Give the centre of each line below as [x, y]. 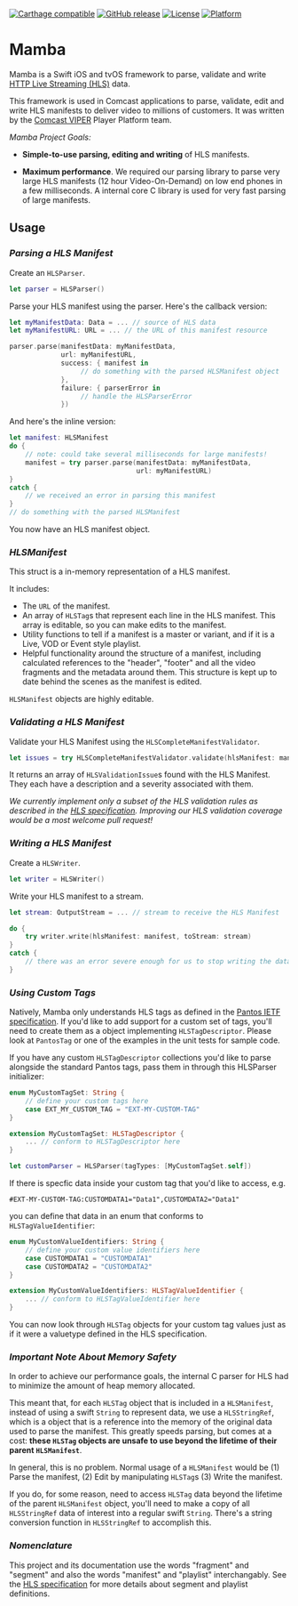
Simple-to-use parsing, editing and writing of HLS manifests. [136, 154]
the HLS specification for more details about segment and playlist [129, 1584]
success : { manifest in [105, 363]
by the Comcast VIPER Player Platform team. [90, 119]
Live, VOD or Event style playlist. [82, 644]
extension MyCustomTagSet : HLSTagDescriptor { [97, 1134]
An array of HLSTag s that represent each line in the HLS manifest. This [149, 616]
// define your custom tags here [87, 1101]
